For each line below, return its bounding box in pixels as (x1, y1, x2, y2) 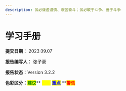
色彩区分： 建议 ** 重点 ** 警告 (5, 79, 76, 85)
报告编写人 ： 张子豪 (5, 58, 46, 64)
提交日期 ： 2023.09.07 (5, 48, 53, 54)
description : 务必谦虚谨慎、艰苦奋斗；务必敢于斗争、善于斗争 (5, 7, 121, 12)
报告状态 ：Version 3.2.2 (5, 69, 55, 75)
